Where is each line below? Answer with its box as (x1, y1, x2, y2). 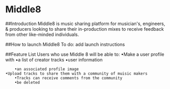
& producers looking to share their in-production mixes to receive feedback (5, 26, 164, 32)
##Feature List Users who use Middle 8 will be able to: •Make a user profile (5, 51, 165, 57)
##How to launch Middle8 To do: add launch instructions (5, 41, 125, 47)
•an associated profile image (14, 66, 79, 72)
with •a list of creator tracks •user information (5, 56, 103, 62)
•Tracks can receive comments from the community (14, 75, 123, 80)
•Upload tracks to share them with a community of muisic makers (5, 71, 147, 76)
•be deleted (14, 80, 40, 85)
